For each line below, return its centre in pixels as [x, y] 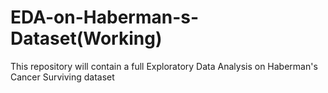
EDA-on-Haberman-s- [105, 17]
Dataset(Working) [86, 38]
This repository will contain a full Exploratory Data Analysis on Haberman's [164, 66]
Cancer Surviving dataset [62, 77]
